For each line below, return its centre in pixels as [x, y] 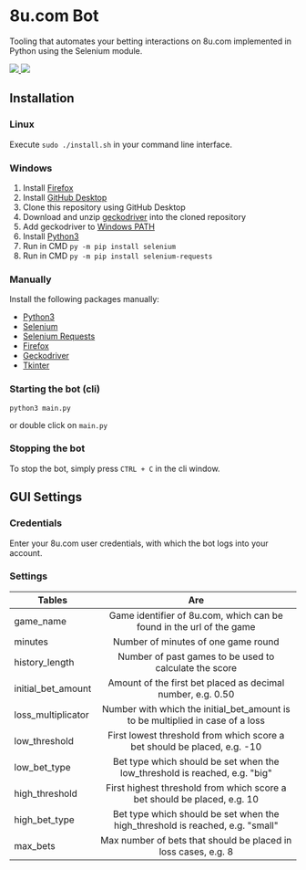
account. [26, 552]
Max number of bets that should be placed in [196, 840]
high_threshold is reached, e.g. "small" [196, 825]
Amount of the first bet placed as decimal [196, 683]
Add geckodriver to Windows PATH [88, 226]
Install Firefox [48, 187]
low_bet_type [42, 767]
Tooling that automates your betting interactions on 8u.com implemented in [150, 41]
